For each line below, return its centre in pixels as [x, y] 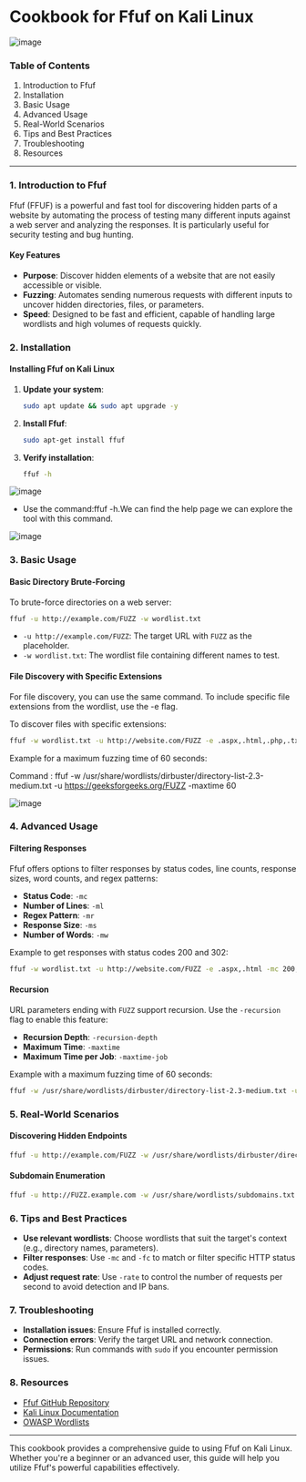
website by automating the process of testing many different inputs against [150, 215]
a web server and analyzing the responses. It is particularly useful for [139, 224]
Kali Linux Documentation [71, 1412]
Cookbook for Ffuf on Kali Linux [132, 17]
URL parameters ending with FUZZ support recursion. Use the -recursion [145, 1009]
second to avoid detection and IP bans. [96, 1287]
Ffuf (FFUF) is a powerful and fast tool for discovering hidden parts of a [143, 205]
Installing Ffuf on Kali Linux [62, 369]
